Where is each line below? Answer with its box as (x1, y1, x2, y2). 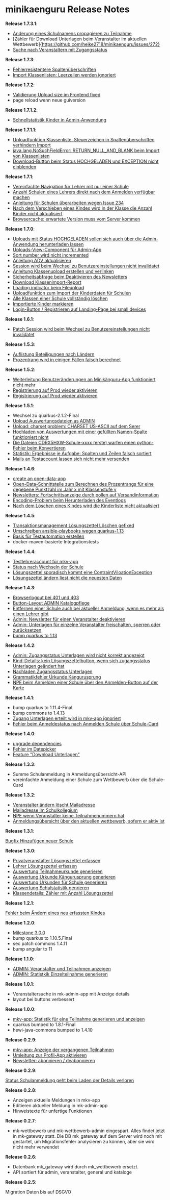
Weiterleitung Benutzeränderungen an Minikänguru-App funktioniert (12, 376, 156, 382)
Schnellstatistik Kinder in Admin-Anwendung (12, 116, 107, 123)
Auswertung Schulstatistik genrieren (12, 884, 89, 891)
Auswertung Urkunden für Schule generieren (12, 879, 108, 885)
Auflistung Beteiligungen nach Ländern (12, 351, 95, 357)
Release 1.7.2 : (5, 82, 35, 88)
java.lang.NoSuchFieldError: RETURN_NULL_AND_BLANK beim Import (12, 147, 160, 154)
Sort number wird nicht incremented (12, 252, 89, 258)
